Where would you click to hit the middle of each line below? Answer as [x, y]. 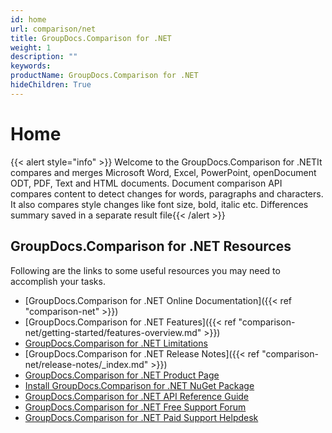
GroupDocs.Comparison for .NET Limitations [116, 343]
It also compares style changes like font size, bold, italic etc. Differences [159, 204]
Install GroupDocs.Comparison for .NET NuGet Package [139, 385]
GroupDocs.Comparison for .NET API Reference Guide [137, 396]
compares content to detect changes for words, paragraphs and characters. [167, 193]
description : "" [44, 57]
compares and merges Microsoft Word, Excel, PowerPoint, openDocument [163, 172]
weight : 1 [31, 47]
